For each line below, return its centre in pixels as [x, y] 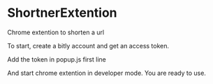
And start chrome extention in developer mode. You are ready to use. [106, 73]
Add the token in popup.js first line [57, 59]
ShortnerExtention [62, 13]
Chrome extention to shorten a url [56, 32]
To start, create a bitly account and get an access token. [88, 45]
